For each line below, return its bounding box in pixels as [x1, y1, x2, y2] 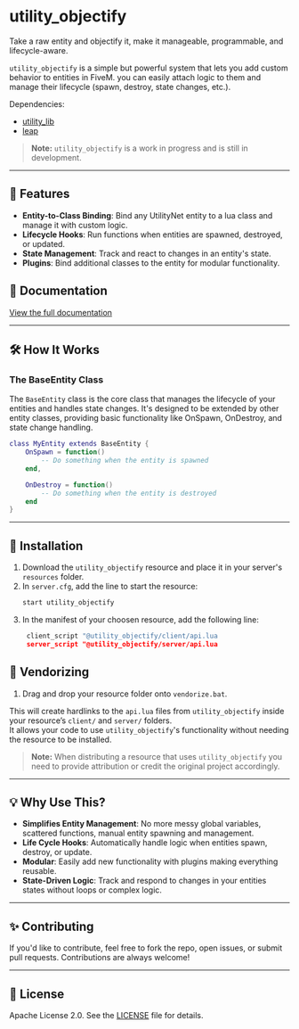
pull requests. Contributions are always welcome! [9, 952, 190, 963]
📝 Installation [9, 538, 84, 554]
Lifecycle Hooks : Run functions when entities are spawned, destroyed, [21, 229, 283, 240]
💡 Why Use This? [9, 794, 106, 810]
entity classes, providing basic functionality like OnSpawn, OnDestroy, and [9, 413, 283, 424]
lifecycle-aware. [9, 45, 69, 55]
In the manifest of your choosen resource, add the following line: [21, 613, 260, 625]
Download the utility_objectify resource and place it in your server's [21, 562, 283, 572]
